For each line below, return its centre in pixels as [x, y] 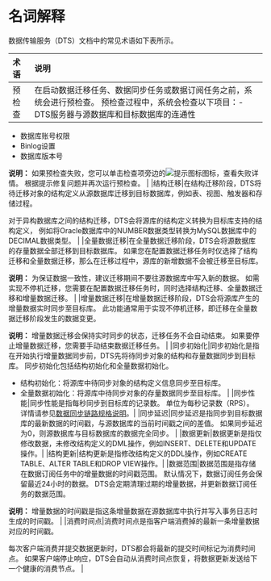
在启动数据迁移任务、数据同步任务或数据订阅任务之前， [139, 90]
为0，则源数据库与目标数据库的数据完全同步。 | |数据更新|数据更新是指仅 [141, 433]
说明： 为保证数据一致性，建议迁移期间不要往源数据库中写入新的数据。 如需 [134, 278]
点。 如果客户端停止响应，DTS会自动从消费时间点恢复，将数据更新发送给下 [133, 558]
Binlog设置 [38, 145]
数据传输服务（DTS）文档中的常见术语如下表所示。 [93, 40]
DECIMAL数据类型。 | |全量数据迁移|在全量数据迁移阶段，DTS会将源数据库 [132, 240]
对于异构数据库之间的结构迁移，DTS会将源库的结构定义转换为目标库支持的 [132, 220]
